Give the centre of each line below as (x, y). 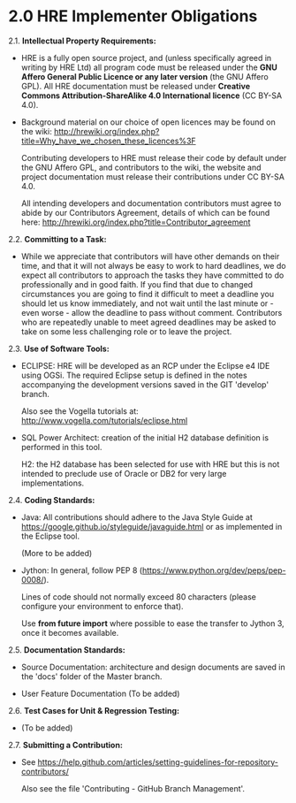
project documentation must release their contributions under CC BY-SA (152, 176)
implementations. (53, 483)
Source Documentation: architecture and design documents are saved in (153, 667)
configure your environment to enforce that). (102, 606)
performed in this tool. (61, 447)
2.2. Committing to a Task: (57, 239)
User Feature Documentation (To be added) (100, 693)
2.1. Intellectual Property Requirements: (82, 41)
